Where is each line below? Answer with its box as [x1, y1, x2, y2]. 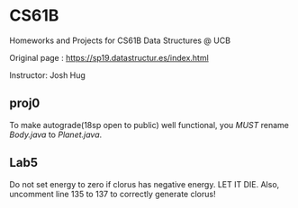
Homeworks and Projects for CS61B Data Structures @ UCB [9, 35, 231, 46]
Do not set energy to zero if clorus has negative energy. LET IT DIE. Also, [9, 178, 280, 189]
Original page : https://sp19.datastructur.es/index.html [9, 52, 209, 63]
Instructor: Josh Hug [9, 69, 86, 81]
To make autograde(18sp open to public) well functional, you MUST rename [9, 119, 290, 130]
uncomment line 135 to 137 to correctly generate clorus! [9, 188, 216, 199]
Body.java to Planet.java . [9, 129, 103, 140]
